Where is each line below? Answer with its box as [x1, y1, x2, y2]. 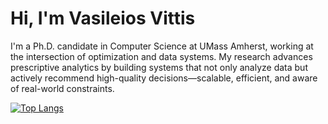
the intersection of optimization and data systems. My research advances [10, 50, 313, 62]
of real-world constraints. [10, 82, 115, 94]
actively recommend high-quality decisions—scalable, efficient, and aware [10, 72, 318, 84]
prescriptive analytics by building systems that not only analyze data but [10, 61, 308, 73]
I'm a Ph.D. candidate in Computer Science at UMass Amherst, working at [10, 40, 314, 52]
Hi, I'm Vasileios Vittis [10, 7, 196, 30]
